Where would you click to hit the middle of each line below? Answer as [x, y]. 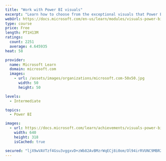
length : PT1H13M [22, 33]
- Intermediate [25, 101]
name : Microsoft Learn [33, 65]
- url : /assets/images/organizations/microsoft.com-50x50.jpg [79, 79]
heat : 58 [14, 51]
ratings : [14, 38]
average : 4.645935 [29, 46]
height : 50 [29, 87]
